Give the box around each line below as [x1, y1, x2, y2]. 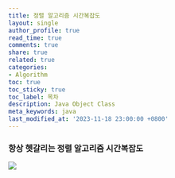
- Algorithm [8, 71, 48, 79]
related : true [8, 56, 56, 64]
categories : [8, 64, 48, 72]
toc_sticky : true [8, 85, 66, 94]
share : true [8, 48, 48, 56]
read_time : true [8, 33, 62, 42]
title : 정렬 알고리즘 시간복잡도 [8, 11, 101, 20]
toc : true [8, 78, 41, 86]
